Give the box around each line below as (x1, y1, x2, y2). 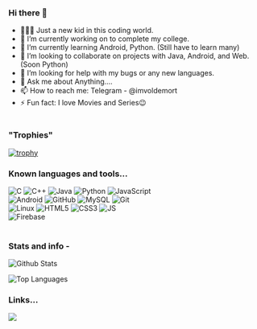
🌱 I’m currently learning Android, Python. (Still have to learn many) (19, 43, 240, 52)
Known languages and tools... (8, 168, 128, 179)
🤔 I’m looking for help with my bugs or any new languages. (19, 68, 215, 78)
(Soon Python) (19, 60, 68, 69)
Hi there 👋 (8, 7, 48, 19)
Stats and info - (8, 241, 70, 252)
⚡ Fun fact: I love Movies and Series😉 (19, 98, 147, 108)
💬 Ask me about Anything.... (19, 76, 113, 87)
